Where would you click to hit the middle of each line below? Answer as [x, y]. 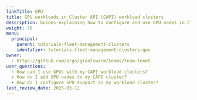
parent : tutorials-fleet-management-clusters [73, 45]
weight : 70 [19, 28]
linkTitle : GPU [25, 11]
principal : [25, 39]
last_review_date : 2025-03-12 [43, 88]
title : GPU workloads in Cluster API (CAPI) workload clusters [85, 17]
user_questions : [26, 66]
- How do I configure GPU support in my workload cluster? [85, 83]
